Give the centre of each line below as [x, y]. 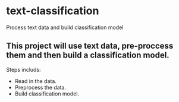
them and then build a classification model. [88, 55]
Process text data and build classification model [65, 27]
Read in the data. [35, 81]
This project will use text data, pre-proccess [90, 46]
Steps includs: [23, 69]
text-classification [53, 11]
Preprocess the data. [40, 87]
